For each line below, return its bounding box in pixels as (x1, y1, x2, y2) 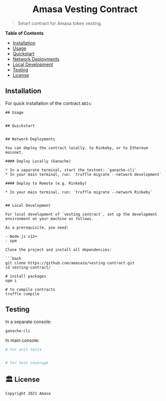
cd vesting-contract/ (5, 264, 51, 270)
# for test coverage (5, 361, 49, 366)
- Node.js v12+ (5, 234, 37, 239)
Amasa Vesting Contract (32, 4, 138, 15)
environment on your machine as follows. (5, 216, 94, 221)
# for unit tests (5, 347, 42, 352)
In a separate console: (5, 319, 52, 325)
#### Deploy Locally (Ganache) (5, 158, 71, 164)
